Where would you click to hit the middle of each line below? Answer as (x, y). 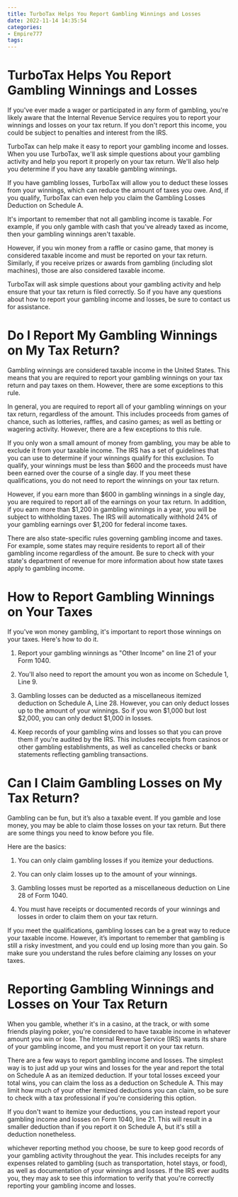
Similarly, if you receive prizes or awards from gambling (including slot (110, 263)
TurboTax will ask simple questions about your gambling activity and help (114, 284)
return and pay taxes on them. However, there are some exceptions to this (115, 385)
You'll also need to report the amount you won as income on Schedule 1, (123, 674)
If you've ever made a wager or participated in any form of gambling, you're (118, 110)
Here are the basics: (37, 846)
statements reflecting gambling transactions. (83, 754)
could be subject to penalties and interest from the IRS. (87, 133)
